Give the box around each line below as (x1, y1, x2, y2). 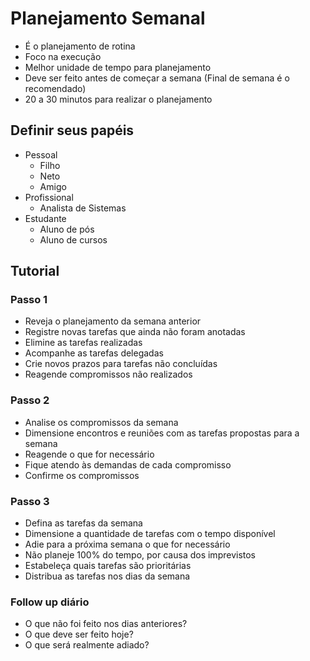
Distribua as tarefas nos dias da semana (24, 570, 191, 582)
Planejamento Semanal (10, 7, 206, 30)
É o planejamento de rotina (24, 40, 136, 52)
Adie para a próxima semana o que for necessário (24, 538, 231, 551)
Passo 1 (10, 293, 48, 307)
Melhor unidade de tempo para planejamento (24, 61, 212, 73)
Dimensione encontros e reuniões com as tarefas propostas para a (24, 427, 300, 439)
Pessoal (24, 148, 58, 161)
